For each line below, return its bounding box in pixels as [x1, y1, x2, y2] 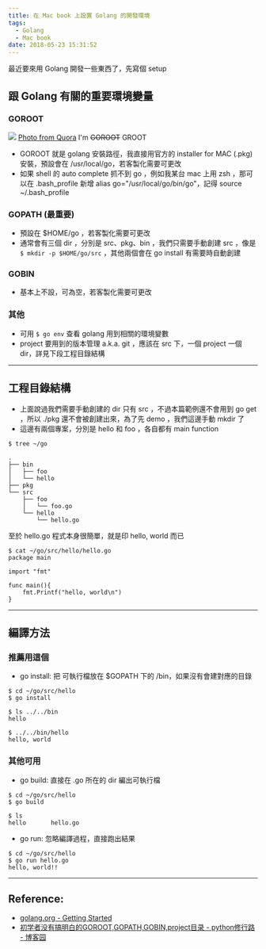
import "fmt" [8, 568, 51, 576]
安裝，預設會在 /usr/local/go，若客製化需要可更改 [19, 159, 182, 168]
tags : [8, 19, 26, 27]
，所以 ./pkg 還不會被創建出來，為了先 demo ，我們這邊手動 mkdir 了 [19, 414, 245, 423]
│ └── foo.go [22, 502, 73, 510]
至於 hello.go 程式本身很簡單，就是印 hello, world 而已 [8, 530, 184, 540]
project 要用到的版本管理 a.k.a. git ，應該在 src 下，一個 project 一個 [19, 339, 243, 348]
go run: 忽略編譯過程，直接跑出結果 [19, 833, 136, 843]
